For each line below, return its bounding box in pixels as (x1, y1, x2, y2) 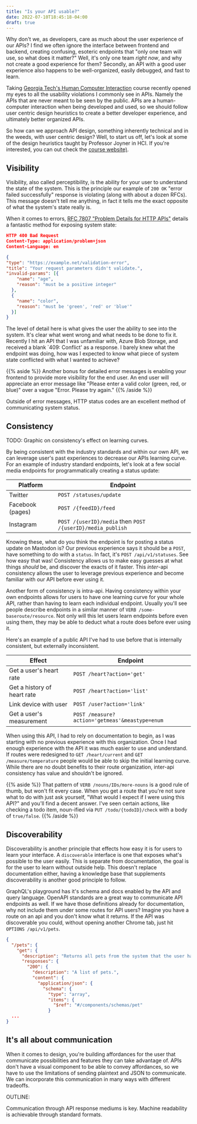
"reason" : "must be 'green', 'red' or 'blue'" (16, 304, 133, 310)
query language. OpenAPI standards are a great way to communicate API (6, 894, 183, 901)
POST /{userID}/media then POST (57, 517, 145, 526)
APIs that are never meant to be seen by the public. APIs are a (6, 97, 156, 104)
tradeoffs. (6, 1082, 30, 1089)
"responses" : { (21, 959, 59, 965)
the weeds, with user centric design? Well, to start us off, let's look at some (6, 134, 188, 141)
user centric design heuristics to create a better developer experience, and (6, 109, 187, 117)
